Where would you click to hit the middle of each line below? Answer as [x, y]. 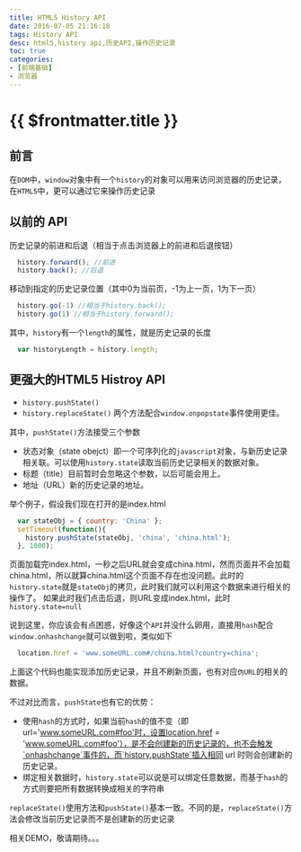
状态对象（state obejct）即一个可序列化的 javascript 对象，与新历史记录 [155, 451]
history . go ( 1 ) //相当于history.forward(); [96, 314]
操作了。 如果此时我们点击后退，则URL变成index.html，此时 [120, 598]
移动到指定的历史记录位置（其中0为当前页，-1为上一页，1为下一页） [135, 289]
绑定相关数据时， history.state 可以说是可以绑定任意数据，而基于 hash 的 [155, 777]
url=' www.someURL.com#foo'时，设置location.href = [121, 732]
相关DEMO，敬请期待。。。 [57, 839]
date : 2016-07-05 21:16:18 [60, 26]
